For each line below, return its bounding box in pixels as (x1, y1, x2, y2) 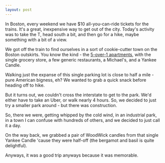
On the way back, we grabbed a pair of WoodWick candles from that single (5, 132, 159, 138)
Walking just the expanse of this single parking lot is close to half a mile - (5, 71, 154, 77)
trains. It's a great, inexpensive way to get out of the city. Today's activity (5, 26, 155, 32)
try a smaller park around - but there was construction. (5, 102, 117, 108)
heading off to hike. (5, 82, 45, 88)
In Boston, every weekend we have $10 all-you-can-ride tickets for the (5, 21, 149, 27)
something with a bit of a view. (5, 37, 68, 43)
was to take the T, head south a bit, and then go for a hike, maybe (5, 31, 139, 37)
